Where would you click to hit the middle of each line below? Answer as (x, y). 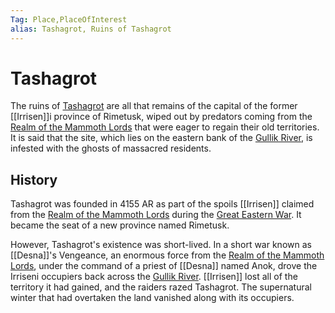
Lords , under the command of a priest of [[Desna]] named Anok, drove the (164, 266)
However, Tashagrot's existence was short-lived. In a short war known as (161, 245)
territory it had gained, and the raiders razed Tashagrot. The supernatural (161, 287)
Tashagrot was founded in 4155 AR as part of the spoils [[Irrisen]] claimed (162, 204)
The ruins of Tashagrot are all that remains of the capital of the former (154, 106)
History (34, 179)
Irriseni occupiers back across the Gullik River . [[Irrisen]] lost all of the (154, 277)
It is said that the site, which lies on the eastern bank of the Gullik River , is (161, 138)
